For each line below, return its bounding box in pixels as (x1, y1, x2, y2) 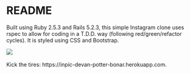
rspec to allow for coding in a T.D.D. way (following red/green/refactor (6, 30, 182, 37)
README (6, 4, 52, 18)
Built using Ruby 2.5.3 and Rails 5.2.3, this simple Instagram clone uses (6, 24, 185, 31)
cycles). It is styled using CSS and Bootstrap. (6, 36, 119, 44)
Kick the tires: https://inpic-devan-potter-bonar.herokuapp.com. (6, 61, 167, 68)
